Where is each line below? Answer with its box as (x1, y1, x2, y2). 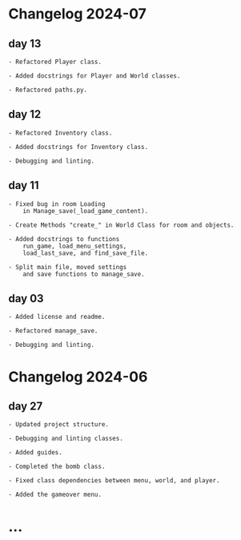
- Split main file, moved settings (8, 263, 127, 271)
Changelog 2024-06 (8, 368, 148, 385)
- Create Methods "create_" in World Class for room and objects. (8, 221, 235, 229)
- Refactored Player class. (8, 58, 102, 66)
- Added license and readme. (8, 313, 106, 321)
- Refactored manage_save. (8, 327, 98, 335)
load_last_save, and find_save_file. (22, 249, 149, 257)
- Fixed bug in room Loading (8, 199, 106, 208)
